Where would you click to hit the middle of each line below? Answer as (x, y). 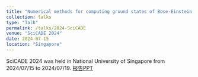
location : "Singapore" (34, 45)
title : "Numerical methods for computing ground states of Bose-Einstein (99, 11)
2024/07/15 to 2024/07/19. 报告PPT (50, 68)
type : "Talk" (22, 22)
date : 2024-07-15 (28, 39)
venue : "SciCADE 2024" (34, 34)
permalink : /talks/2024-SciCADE (46, 28)
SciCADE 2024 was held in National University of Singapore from (86, 61)
